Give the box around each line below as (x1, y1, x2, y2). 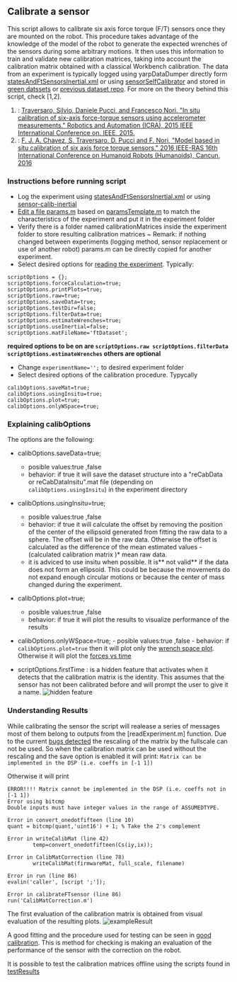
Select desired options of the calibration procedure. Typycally (17, 371, 198, 379)
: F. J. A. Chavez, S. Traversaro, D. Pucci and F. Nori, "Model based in (17, 136, 220, 144)
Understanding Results (7, 706, 88, 716)
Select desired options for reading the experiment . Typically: (17, 260, 195, 268)
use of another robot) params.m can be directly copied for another (17, 245, 212, 253)
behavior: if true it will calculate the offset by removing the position (28, 520, 223, 529)
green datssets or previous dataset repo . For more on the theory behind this (7, 84, 229, 93)
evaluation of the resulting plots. (7, 917, 101, 925)
